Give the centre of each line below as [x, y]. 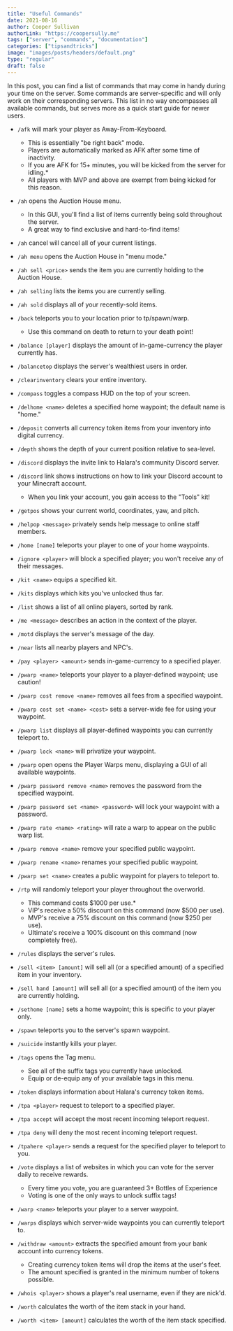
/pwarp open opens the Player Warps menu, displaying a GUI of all [112, 764]
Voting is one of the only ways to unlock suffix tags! [102, 1195]
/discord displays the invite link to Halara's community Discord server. [118, 462]
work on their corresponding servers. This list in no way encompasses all [112, 100]
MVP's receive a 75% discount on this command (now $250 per [120, 917]
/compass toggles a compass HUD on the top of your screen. [104, 393]
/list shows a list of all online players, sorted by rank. [95, 607]
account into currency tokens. [60, 1251]
